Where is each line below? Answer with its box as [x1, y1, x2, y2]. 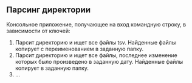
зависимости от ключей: [6, 27, 71, 34]
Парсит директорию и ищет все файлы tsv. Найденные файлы [15, 38, 176, 46]
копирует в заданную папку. [15, 64, 89, 72]
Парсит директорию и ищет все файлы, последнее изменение [15, 51, 177, 59]
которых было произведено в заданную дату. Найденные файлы [15, 58, 183, 65]
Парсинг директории [6, 5, 91, 15]
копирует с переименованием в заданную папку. [15, 45, 144, 52]
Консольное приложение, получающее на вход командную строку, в [6, 20, 187, 28]
